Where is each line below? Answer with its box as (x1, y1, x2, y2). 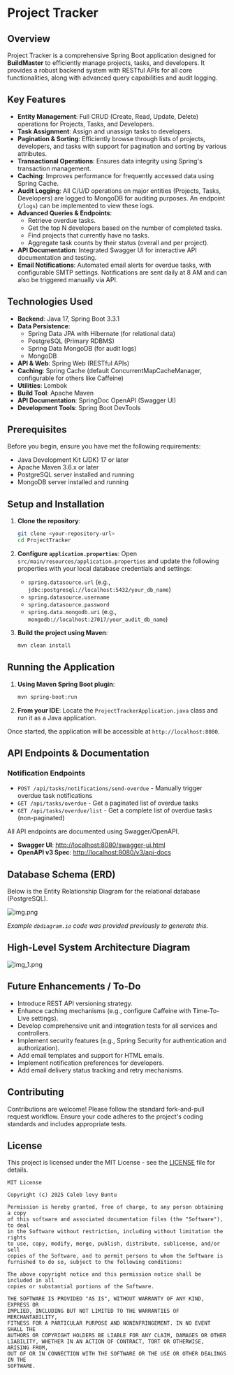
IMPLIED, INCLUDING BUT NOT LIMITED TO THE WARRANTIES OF (7, 1308, 180, 1315)
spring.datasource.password (27, 602, 110, 609)
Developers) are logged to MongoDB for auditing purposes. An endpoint (17, 194, 226, 202)
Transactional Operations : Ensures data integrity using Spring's (17, 157, 203, 165)
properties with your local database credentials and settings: (17, 565, 192, 572)
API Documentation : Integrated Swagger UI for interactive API (17, 246, 197, 254)
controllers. (17, 1028, 51, 1037)
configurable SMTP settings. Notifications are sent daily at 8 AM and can (17, 268, 227, 277)
